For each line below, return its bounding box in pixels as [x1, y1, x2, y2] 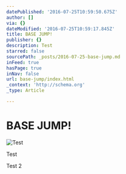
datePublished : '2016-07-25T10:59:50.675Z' [6, 8, 118, 15]
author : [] [6, 14, 34, 21]
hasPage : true [6, 65, 42, 71]
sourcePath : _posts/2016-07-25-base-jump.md [6, 54, 121, 60]
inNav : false [6, 71, 39, 77]
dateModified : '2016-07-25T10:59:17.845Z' [6, 25, 115, 32]
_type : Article [6, 88, 45, 94]
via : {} [6, 20, 26, 26]
